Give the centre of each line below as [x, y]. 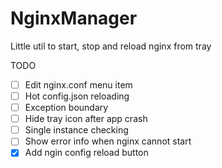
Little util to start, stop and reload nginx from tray [111, 46]
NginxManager [74, 18]
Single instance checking [76, 130]
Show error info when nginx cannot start [108, 141]
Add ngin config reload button [86, 153]
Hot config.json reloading [77, 96]
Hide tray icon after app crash [86, 119]
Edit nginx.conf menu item [78, 84]
